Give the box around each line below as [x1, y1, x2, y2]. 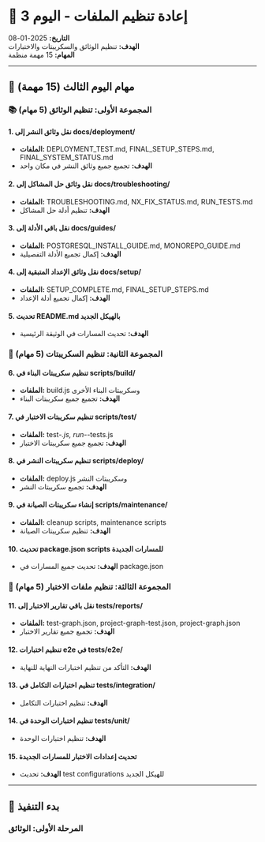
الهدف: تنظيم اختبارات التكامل [19, 698, 108, 707]
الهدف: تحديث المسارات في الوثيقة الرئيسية [19, 329, 149, 339]
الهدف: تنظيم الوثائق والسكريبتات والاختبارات [8, 41, 140, 51]
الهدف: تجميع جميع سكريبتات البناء [19, 394, 121, 403]
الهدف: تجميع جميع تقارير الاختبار [19, 627, 115, 636]
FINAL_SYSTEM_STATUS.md [19, 153, 114, 163]
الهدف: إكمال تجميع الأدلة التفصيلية [19, 249, 121, 259]
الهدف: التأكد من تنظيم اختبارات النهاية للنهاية [19, 662, 151, 672]
